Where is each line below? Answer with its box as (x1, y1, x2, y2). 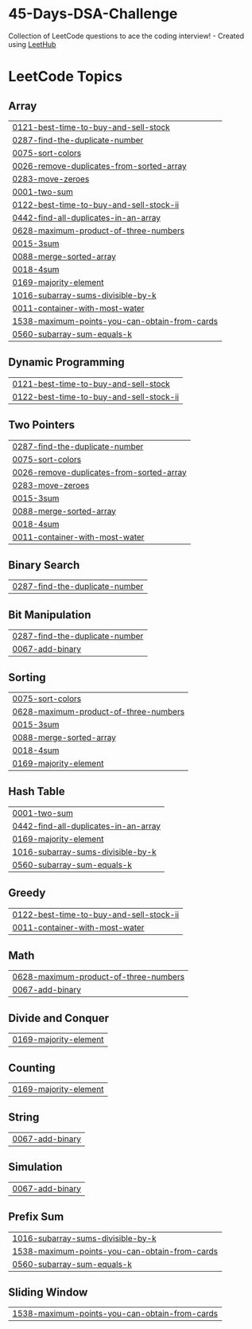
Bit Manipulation (8, 608, 91, 622)
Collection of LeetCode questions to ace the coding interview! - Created (8, 31, 245, 41)
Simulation (8, 1160, 63, 1174)
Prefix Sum (8, 1210, 64, 1224)
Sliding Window (8, 1285, 88, 1299)
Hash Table (8, 785, 65, 798)
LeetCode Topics (8, 68, 123, 86)
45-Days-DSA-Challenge (8, 5, 178, 23)
